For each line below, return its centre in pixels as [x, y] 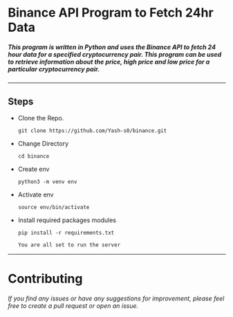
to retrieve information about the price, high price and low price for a [109, 62]
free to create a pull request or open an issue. [73, 305]
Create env [34, 169]
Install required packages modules [67, 220]
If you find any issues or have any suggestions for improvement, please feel [116, 298]
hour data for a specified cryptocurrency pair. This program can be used [115, 54]
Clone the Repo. [41, 118]
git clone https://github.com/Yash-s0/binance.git [92, 130]
